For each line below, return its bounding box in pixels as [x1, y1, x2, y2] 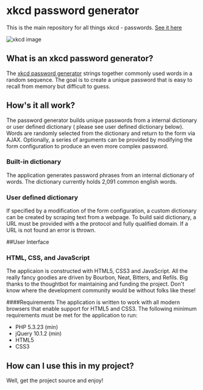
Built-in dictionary [6, 157, 62, 166]
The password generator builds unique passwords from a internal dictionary [6, 117, 198, 124]
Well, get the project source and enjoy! [6, 377, 104, 385]
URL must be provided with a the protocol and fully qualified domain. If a [6, 220, 188, 228]
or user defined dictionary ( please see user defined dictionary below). [6, 123, 184, 130]
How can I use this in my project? [6, 361, 134, 371]
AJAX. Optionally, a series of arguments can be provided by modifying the [6, 135, 193, 143]
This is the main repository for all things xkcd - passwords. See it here [6, 24, 182, 31]
